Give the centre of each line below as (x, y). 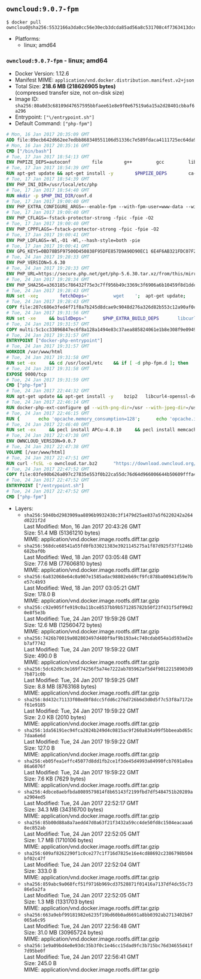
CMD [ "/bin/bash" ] (29, 151)
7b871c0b (35, 674)
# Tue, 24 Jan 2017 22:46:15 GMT (48, 413)
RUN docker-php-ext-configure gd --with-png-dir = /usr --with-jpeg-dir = (97, 407)
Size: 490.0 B (40, 656)
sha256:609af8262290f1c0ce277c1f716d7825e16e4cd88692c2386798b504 (108, 853)
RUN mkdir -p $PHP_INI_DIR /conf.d (49, 196)
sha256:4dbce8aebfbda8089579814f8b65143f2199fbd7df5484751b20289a (108, 792)
